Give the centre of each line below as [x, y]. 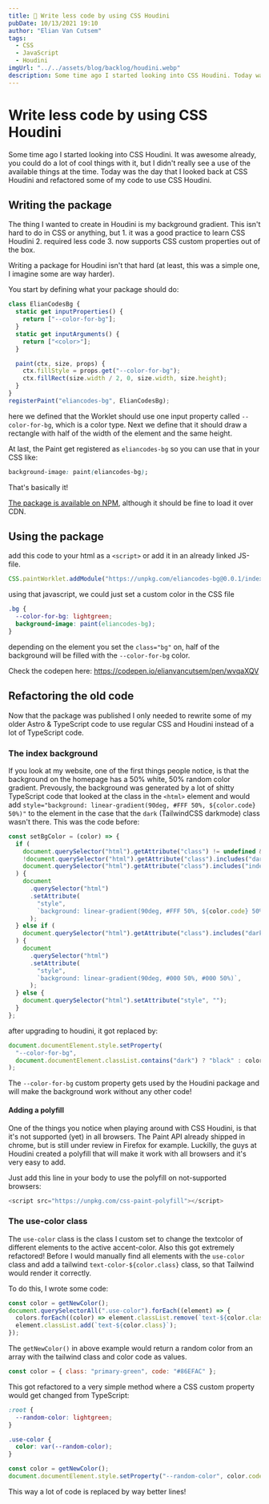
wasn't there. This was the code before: [74, 821]
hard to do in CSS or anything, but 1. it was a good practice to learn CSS [127, 233]
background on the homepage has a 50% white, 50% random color [119, 779]
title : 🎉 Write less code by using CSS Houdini [89, 16]
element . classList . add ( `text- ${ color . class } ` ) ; [96, 1326]
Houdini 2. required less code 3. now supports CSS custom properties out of [134, 241]
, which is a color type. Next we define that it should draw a [149, 424]
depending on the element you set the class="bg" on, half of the [114, 647]
